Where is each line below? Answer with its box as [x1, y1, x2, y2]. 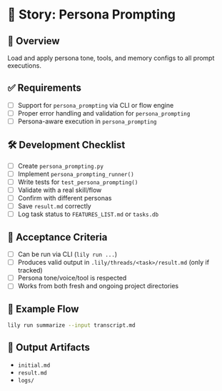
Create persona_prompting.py [17, 161, 104, 170]
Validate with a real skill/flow [17, 186, 102, 194]
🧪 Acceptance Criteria [7, 231, 108, 243]
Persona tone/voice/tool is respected [17, 274, 127, 283]
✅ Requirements [7, 82, 82, 94]
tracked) [17, 266, 43, 275]
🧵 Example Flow [7, 303, 79, 315]
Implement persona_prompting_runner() [17, 169, 134, 178]
